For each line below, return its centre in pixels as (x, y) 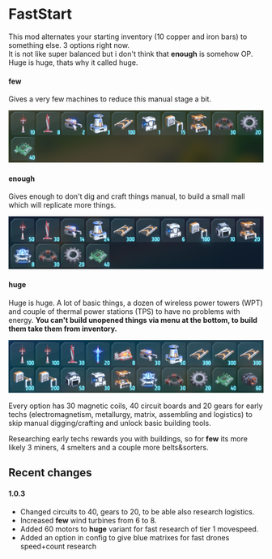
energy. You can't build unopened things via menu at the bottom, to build (133, 320)
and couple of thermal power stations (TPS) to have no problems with (124, 311)
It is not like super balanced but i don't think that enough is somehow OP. (131, 54)
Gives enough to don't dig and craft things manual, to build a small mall (127, 196)
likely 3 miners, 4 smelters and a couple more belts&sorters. (108, 447)
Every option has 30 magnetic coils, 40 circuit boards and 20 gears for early (136, 406)
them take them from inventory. (63, 329)
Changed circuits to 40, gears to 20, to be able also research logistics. (137, 511)
